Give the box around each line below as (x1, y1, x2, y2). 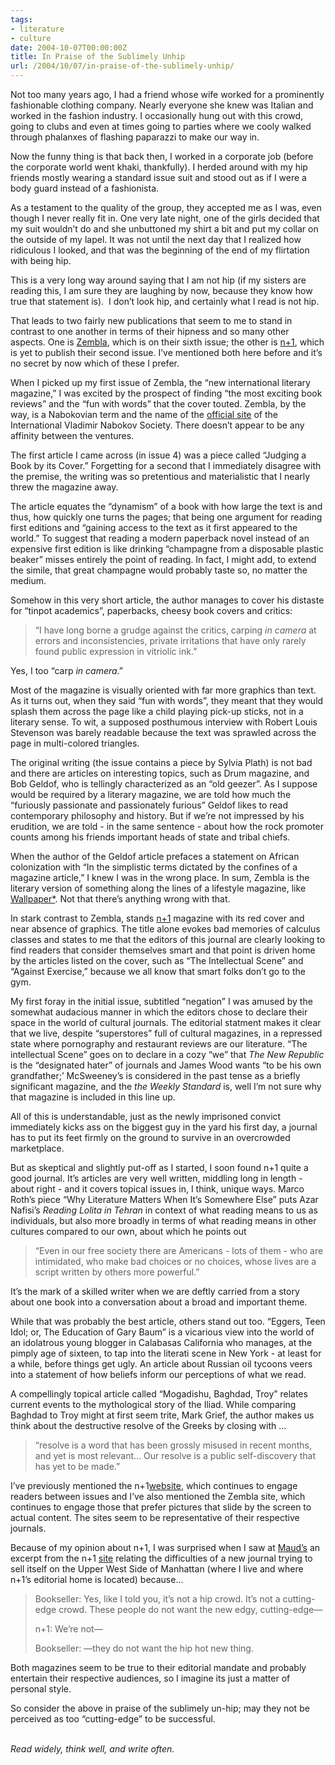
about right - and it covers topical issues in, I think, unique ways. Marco (10, 1183, 305, 1195)
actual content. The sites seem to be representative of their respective (10, 1512, 300, 1523)
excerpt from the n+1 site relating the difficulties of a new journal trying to (10, 1552, 313, 1564)
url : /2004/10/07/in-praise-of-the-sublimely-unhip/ (10, 61, 235, 71)
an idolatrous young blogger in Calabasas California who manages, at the (10, 1337, 313, 1348)
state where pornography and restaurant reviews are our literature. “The (10, 1038, 308, 1050)
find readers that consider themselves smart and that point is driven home (10, 944, 316, 956)
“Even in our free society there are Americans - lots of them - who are (34, 1245, 324, 1256)
